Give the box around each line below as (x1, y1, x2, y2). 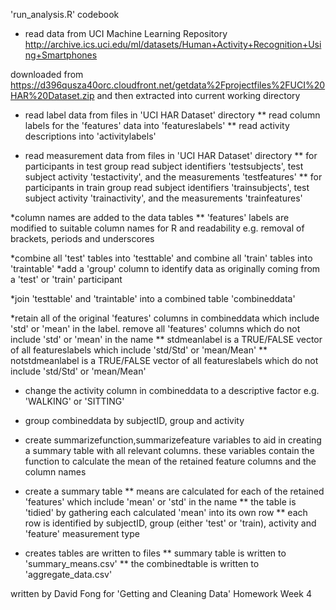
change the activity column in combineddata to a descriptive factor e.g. (24, 385, 320, 396)
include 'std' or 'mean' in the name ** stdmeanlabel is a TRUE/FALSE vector (10, 334, 323, 345)
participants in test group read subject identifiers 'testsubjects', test (24, 160, 304, 172)
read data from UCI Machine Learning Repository (24, 28, 228, 39)
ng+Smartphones (24, 49, 98, 61)
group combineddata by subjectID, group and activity (24, 415, 245, 426)
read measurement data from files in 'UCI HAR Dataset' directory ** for (24, 150, 318, 161)
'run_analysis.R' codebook (10, 9, 120, 20)
